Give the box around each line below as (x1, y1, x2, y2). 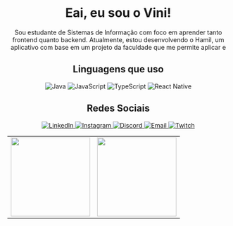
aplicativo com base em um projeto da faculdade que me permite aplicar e (10, 43, 227, 51)
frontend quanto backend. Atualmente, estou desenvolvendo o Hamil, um (12, 35, 225, 44)
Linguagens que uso (73, 63, 164, 75)
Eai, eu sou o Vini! (65, 5, 172, 21)
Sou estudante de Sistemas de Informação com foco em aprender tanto (14, 28, 222, 36)
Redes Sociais (87, 102, 150, 114)
